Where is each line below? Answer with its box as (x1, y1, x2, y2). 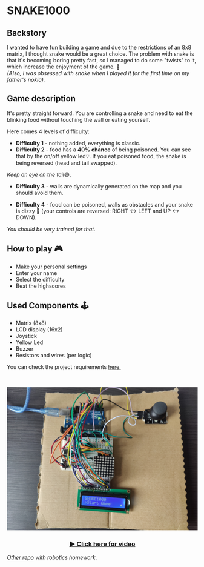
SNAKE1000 (7, 4, 70, 18)
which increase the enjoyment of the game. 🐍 (7, 63, 120, 70)
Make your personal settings (15, 263, 87, 270)
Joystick (15, 333, 37, 340)
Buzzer (15, 345, 34, 353)
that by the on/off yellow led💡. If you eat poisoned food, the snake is (15, 152, 186, 159)
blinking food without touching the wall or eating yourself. (7, 116, 151, 123)
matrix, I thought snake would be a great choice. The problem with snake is (7, 50, 194, 58)
